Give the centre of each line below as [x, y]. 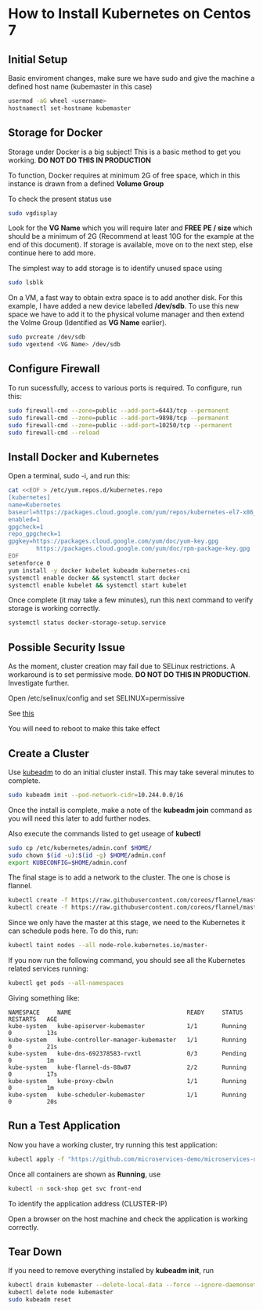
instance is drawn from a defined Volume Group [86, 183]
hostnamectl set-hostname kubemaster [70, 108]
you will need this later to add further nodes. [79, 818]
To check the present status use [60, 199]
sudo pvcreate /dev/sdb [47, 337]
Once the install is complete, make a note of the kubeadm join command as [130, 810]
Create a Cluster [49, 754]
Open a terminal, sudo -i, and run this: [69, 476]
